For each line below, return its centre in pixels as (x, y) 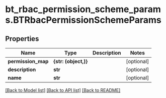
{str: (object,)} (71, 61)
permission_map (28, 61)
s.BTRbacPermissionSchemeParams (84, 20)
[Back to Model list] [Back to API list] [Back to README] (63, 90)
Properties (22, 39)
